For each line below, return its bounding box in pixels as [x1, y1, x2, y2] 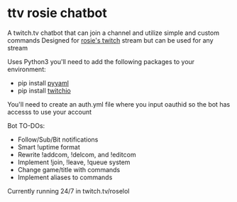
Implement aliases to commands [17, 173, 113, 181]
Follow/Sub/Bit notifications [17, 135, 99, 144]
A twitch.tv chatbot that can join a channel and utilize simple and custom [7, 28, 220, 37]
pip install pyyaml [17, 78, 70, 87]
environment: [7, 65, 46, 73]
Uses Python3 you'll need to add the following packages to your [7, 57, 195, 65]
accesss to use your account [7, 107, 92, 116]
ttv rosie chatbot [7, 5, 108, 21]
